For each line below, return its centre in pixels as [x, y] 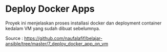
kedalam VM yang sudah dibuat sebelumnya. [53, 28]
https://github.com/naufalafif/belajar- [63, 38]
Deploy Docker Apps [50, 9]
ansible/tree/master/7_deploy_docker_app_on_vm [57, 43]
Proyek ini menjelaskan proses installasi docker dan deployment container [83, 23]
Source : [14, 38]
